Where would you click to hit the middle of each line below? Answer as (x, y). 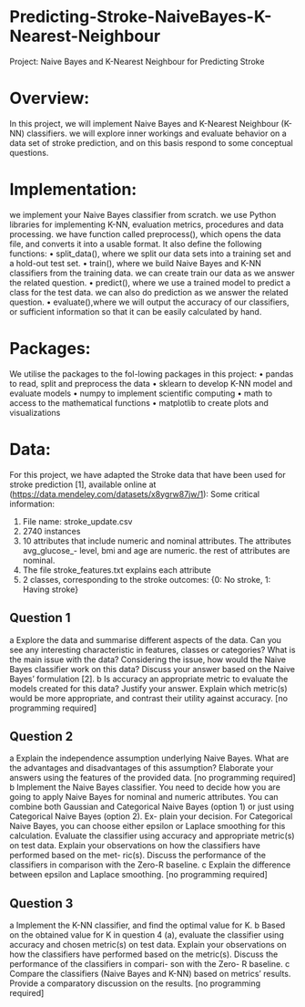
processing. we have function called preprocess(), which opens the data (145, 234)
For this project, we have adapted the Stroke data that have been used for (147, 474)
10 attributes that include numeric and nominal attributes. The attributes (157, 541)
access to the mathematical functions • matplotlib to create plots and (139, 402)
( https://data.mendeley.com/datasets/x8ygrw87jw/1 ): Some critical (135, 493)
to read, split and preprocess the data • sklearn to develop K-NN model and (151, 383)
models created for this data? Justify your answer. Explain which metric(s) (148, 688)
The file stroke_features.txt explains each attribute (117, 570)
